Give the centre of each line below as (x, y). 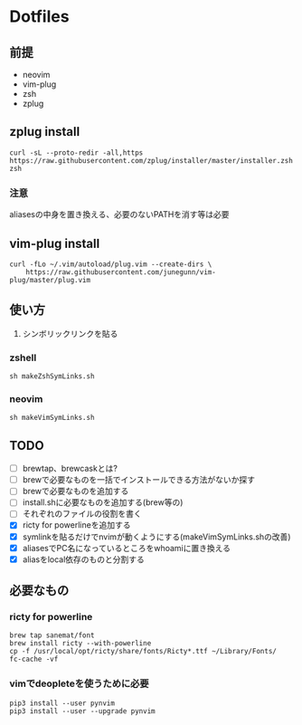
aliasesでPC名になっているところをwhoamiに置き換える (127, 548)
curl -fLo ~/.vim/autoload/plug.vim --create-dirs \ (111, 264)
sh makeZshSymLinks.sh (52, 377)
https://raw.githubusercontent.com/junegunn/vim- (121, 272)
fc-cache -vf (34, 659)
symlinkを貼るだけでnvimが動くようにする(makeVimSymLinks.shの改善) (156, 537)
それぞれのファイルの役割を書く (82, 514)
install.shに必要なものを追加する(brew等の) (103, 502)
